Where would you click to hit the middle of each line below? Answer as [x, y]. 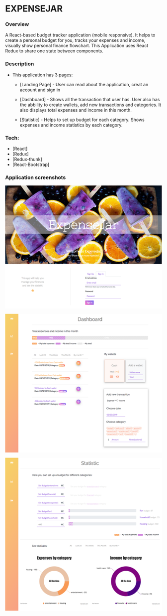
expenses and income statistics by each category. [71, 125]
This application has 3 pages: [42, 75]
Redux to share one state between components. [54, 51]
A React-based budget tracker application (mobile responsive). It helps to [80, 35]
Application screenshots [36, 177]
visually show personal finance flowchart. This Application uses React [77, 46]
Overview [17, 24]
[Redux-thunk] [27, 159]
